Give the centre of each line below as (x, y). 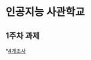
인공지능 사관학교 (45, 12)
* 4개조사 (16, 51)
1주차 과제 (23, 36)
